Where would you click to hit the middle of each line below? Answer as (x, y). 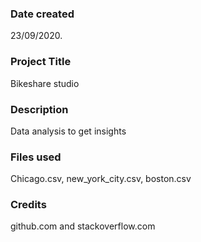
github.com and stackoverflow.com (83, 226)
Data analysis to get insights (68, 131)
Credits (28, 205)
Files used (36, 157)
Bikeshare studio (45, 83)
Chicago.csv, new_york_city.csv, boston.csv (101, 179)
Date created (42, 14)
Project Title (41, 62)
